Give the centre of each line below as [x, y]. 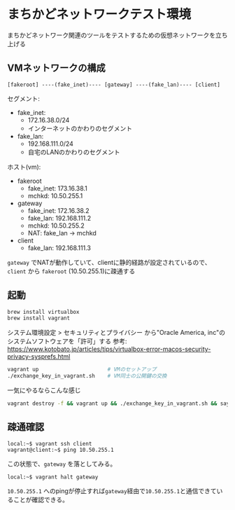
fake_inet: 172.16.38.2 [58, 210]
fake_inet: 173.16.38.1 [57, 188]
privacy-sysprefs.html [39, 357]
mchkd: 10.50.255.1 [55, 195]
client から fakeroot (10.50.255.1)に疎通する [71, 271]
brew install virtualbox [43, 312]
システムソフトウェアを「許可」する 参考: [67, 341]
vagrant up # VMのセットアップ [82, 370]
